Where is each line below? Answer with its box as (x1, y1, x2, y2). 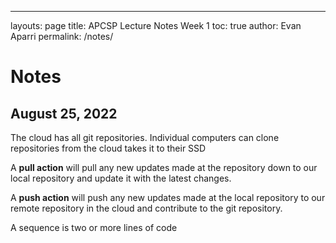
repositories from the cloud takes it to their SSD (10, 142, 207, 154)
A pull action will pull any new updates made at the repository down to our (10, 162, 318, 173)
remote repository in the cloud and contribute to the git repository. (10, 202, 283, 214)
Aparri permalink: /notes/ (10, 31, 114, 42)
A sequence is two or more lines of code (10, 222, 178, 233)
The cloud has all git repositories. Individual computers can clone (10, 132, 280, 143)
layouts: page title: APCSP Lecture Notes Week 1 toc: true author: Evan (10, 20, 302, 31)
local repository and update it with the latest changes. (10, 172, 232, 184)
